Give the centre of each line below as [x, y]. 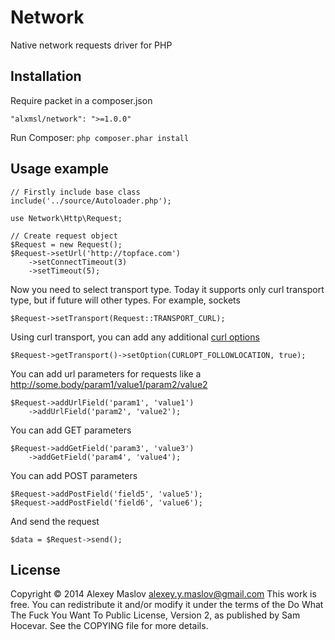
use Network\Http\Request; [66, 218]
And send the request [55, 521]
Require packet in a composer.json [81, 100]
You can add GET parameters [71, 430]
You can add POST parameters [74, 475]
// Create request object [64, 236]
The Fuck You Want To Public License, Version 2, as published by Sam [155, 615]
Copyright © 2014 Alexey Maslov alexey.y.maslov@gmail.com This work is [163, 594]
